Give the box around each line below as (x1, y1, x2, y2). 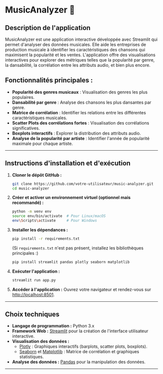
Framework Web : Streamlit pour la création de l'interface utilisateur (12, 328, 149, 334)
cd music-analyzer (12, 186, 49, 191)
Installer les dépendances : (12, 227, 68, 233)
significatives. (12, 125, 40, 131)
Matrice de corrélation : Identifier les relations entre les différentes (12, 109, 147, 115)
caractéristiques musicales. (12, 115, 67, 121)
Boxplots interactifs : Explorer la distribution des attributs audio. (12, 130, 141, 136)
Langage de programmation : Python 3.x (12, 323, 95, 329)
